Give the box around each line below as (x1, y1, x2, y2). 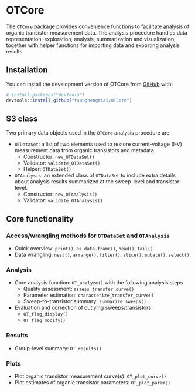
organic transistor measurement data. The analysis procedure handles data (6, 29, 187, 36)
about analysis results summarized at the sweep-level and (14, 178, 155, 185)
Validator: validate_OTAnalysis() (23, 197, 104, 204)
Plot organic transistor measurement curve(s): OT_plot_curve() (14, 373, 167, 380)
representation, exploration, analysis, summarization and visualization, (6, 35, 176, 42)
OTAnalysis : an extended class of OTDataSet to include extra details (14, 172, 176, 179)
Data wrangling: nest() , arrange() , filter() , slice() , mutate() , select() (14, 251, 190, 258)
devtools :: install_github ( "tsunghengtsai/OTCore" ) (6, 98, 132, 103)
